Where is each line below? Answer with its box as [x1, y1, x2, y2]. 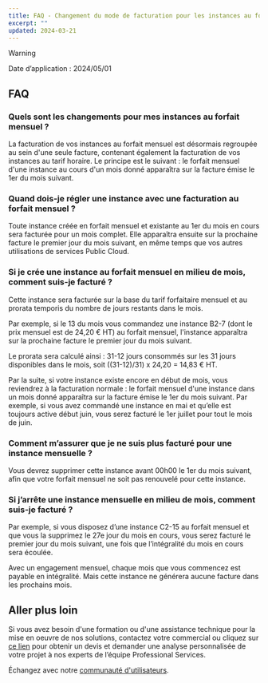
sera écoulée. [8, 548, 53, 558]
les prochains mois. [8, 580, 73, 590]
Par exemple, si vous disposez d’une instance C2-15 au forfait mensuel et [8, 522, 250, 532]
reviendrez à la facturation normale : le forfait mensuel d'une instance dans [8, 383, 255, 393]
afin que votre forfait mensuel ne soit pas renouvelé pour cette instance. [8, 474, 246, 483]
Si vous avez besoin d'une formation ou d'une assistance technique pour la [8, 625, 256, 634]
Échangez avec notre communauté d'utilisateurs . [8, 665, 169, 675]
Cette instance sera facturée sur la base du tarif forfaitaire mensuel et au [8, 295, 247, 304]
